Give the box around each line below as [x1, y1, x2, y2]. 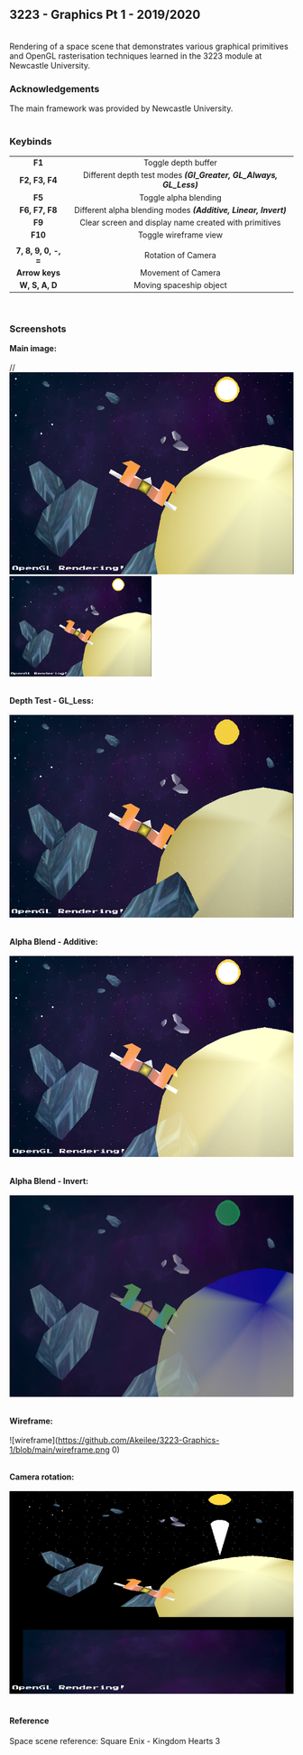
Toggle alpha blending [139, 191, 223, 202]
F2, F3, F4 [19, 174, 58, 185]
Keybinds [9, 135, 52, 148]
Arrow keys [16, 267, 61, 278]
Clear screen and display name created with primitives [79, 217, 281, 229]
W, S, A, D [19, 280, 58, 291]
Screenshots [9, 322, 67, 335]
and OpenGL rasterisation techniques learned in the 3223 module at [9, 50, 262, 61]
